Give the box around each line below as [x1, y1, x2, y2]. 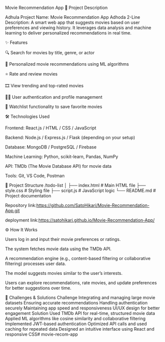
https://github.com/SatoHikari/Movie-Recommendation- [36, 202, 150, 208]
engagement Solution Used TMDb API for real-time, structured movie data [5, 310, 156, 316]
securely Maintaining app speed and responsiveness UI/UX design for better [5, 305, 160, 311]
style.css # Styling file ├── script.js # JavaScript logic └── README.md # [5, 188, 156, 193]
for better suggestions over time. [5, 285, 72, 291]
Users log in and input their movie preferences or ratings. [5, 236, 121, 242]
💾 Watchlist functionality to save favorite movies [5, 104, 102, 110]
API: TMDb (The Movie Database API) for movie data [5, 163, 112, 169]
